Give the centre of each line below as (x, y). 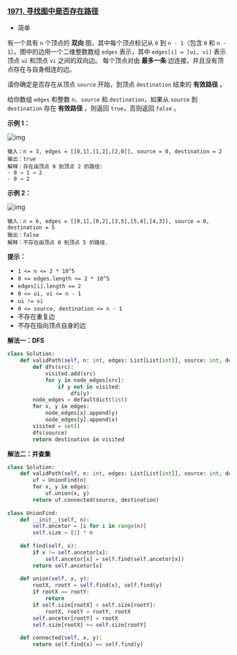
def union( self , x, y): (55, 579)
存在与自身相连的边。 (44, 69)
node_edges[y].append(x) (81, 420)
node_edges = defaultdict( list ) (80, 400)
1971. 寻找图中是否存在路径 (53, 11)
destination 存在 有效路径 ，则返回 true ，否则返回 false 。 (93, 108)
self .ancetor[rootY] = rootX (75, 618)
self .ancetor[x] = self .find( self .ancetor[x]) (115, 559)
